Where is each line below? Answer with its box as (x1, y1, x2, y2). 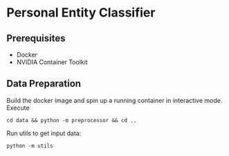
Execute (6, 104, 30, 112)
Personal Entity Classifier (6, 5, 156, 21)
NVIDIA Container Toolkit (16, 58, 88, 66)
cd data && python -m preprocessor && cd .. (6, 117, 137, 124)
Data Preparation (6, 78, 81, 90)
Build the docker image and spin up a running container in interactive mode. (6, 96, 223, 104)
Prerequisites (6, 32, 66, 44)
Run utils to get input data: (6, 129, 82, 137)
